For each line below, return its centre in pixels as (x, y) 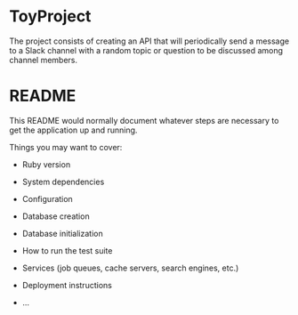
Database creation (56, 216)
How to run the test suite (67, 250)
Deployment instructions (67, 285)
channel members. (44, 60)
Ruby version (46, 164)
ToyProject (50, 16)
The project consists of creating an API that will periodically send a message (149, 41)
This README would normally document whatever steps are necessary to (144, 120)
